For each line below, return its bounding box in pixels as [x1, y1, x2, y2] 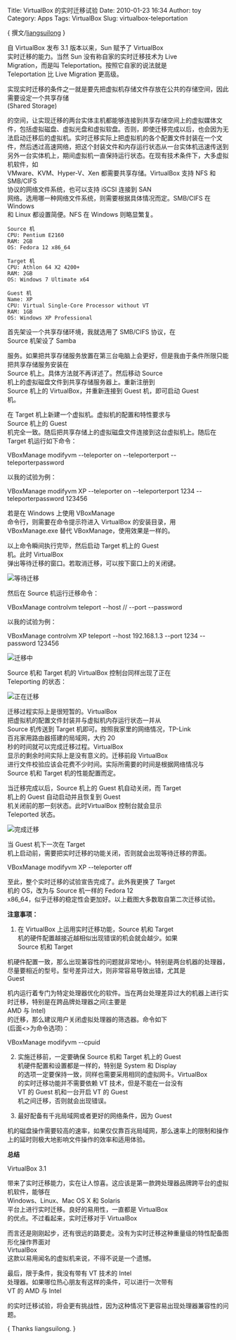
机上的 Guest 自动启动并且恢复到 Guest [7, 792, 121, 801]
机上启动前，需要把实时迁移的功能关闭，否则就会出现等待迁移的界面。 [7, 849, 211, 857]
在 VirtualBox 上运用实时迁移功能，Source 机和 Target [17, 925, 174, 933]
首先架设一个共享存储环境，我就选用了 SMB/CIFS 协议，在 [7, 328, 176, 336]
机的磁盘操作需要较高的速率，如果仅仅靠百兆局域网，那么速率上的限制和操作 [7, 1127, 229, 1134]
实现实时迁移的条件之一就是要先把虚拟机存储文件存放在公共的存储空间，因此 [7, 85, 229, 93]
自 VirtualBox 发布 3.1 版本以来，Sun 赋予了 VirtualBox [7, 44, 164, 51]
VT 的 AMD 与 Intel [7, 1287, 62, 1295]
